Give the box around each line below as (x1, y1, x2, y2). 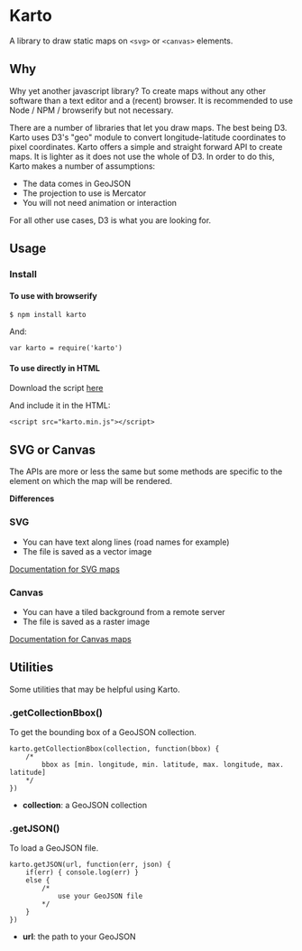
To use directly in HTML (9, 362, 101, 373)
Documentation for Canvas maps (9, 633, 133, 644)
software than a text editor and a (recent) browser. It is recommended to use (9, 95, 293, 106)
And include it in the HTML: (9, 400, 111, 411)
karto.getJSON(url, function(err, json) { (9, 860, 171, 870)
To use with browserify (9, 290, 97, 301)
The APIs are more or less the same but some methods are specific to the (9, 466, 283, 477)
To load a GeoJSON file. (9, 843, 99, 853)
